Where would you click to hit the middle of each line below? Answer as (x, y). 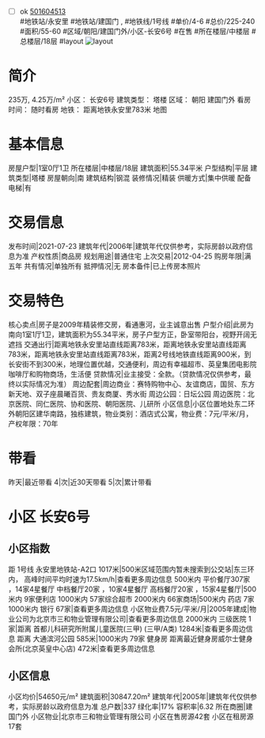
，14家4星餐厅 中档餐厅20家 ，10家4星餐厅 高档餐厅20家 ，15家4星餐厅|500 (132, 589)
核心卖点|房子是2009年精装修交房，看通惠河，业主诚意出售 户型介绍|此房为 (131, 324)
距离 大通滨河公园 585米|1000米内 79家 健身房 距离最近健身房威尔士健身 (135, 638)
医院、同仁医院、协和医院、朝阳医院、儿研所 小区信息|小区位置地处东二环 (135, 403)
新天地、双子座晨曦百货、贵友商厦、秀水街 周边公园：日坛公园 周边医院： (128, 394)
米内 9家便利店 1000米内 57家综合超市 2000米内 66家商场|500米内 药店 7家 (131, 598)
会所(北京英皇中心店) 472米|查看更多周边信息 (82, 648)
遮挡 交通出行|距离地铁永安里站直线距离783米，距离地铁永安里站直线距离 (127, 344)
